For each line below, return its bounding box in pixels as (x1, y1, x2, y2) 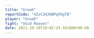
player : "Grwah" (5, 16, 38, 21)
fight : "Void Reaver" (5, 21, 50, 26)
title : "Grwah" (5, 7, 36, 12)
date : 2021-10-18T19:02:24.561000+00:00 (5, 26, 90, 31)
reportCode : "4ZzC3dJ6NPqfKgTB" (5, 12, 71, 17)
